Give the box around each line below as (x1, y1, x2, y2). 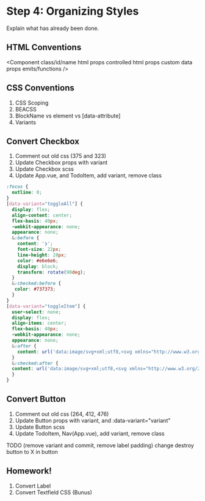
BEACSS (15, 105, 37, 113)
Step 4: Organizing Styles (6, 4, 139, 18)
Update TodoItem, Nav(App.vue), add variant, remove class (15, 429, 165, 437)
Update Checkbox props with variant (15, 159, 108, 166)
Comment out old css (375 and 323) (15, 152, 107, 160)
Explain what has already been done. (6, 24, 99, 32)
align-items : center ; (12, 320, 67, 327)
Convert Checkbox (6, 136, 80, 146)
